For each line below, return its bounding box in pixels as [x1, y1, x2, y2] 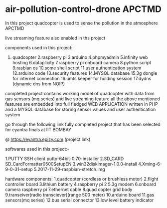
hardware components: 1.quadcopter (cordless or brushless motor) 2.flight [5, 176, 159, 182]
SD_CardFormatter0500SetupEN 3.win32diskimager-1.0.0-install [5, 161, 137, 167]
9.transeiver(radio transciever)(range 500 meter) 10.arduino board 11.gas [5, 192, 155, 198]
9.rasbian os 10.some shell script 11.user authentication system [12, 65, 142, 71]
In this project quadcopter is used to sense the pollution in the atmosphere [5, 20, 158, 26]
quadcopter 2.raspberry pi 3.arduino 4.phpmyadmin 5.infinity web [12, 54, 148, 60]
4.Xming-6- [138, 161, 162, 167]
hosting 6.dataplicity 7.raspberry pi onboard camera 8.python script [12, 59, 152, 65]
